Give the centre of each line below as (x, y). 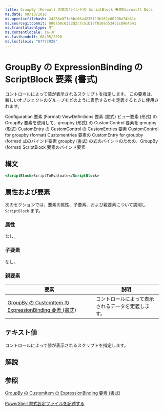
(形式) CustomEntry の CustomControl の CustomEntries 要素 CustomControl (82, 129)
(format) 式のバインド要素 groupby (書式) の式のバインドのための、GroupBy (82, 141)
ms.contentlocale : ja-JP (30, 32)
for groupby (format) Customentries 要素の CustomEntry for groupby (74, 135)
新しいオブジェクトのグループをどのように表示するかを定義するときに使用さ (82, 100)
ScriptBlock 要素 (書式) (52, 79)
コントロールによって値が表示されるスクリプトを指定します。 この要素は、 (80, 94)
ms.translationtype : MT (29, 28)
